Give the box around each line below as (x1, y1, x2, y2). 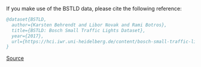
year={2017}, (11, 33, 44, 39)
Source (6, 55, 24, 62)
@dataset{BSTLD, (6, 17, 47, 23)
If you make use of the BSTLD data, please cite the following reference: (6, 5, 182, 12)
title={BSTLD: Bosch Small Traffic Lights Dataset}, (11, 27, 146, 33)
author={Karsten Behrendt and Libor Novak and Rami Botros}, (11, 22, 167, 28)
